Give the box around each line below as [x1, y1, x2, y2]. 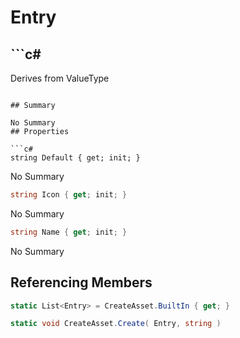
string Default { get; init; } [10, 153, 141, 163]
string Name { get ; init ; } [10, 227, 128, 237]
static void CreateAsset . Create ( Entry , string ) [10, 319, 222, 329]
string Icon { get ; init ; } [10, 190, 128, 200]
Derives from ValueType [10, 72, 110, 84]
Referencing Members [10, 274, 153, 291]
